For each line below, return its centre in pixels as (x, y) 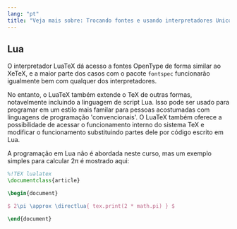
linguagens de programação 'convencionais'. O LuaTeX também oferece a (115, 117)
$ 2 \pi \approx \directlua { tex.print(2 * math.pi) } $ (91, 206)
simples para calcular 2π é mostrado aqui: (68, 161)
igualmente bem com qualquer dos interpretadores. (82, 81)
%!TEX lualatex (30, 174)
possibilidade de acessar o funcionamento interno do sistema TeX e (106, 125)
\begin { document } (33, 194)
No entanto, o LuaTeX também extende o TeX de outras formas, (100, 95)
